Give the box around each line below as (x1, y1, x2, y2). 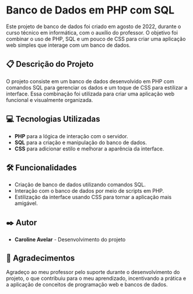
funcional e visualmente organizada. (6, 96, 93, 103)
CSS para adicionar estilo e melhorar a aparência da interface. (14, 145, 164, 152)
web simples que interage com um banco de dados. (6, 42, 131, 49)
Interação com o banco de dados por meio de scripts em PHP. (14, 187, 164, 194)
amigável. (14, 200, 38, 207)
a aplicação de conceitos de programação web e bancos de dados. (6, 281, 168, 288)
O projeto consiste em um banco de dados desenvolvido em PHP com (6, 77, 174, 85)
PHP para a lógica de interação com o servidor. (14, 132, 128, 139)
